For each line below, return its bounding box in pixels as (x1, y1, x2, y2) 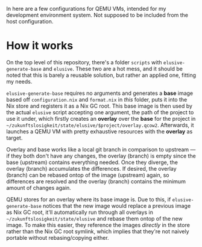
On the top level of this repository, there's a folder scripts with (6, 58, 162, 66)
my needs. (6, 78, 33, 85)
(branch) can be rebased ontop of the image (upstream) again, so (6, 171, 169, 178)
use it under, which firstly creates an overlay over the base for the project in (6, 115, 196, 122)
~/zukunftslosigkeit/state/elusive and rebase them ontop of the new (6, 215, 183, 222)
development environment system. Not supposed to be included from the (6, 11, 189, 19)
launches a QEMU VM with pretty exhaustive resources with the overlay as (6, 127, 193, 135)
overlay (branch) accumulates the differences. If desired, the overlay (6, 165, 177, 172)
